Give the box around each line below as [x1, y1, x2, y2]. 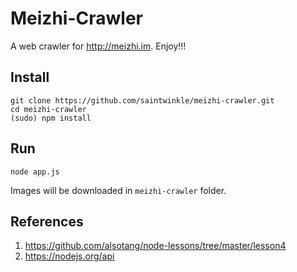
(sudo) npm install [10, 113, 92, 123]
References [10, 213, 84, 230]
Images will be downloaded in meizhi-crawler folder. [10, 184, 227, 196]
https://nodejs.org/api [24, 250, 115, 262]
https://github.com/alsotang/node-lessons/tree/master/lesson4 [24, 240, 287, 252]
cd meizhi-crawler [10, 104, 87, 114]
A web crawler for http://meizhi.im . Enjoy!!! [10, 40, 187, 52]
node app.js [10, 167, 60, 177]
